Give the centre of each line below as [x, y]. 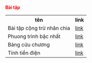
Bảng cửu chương [29, 44]
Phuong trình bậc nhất [34, 36]
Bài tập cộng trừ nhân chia [39, 28]
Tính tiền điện [24, 53]
